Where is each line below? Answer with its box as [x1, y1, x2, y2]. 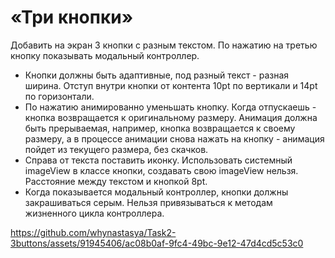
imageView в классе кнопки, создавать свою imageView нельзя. [24, 164, 299, 176]
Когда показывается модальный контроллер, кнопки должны [24, 186, 289, 198]
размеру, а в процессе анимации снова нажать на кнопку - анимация [24, 132, 325, 145]
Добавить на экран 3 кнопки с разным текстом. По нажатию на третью [10, 39, 318, 51]
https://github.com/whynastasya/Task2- [10, 226, 177, 238]
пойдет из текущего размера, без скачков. [24, 143, 209, 155]
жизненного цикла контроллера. [24, 207, 165, 219]
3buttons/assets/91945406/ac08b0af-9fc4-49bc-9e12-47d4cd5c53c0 [10, 237, 304, 249]
